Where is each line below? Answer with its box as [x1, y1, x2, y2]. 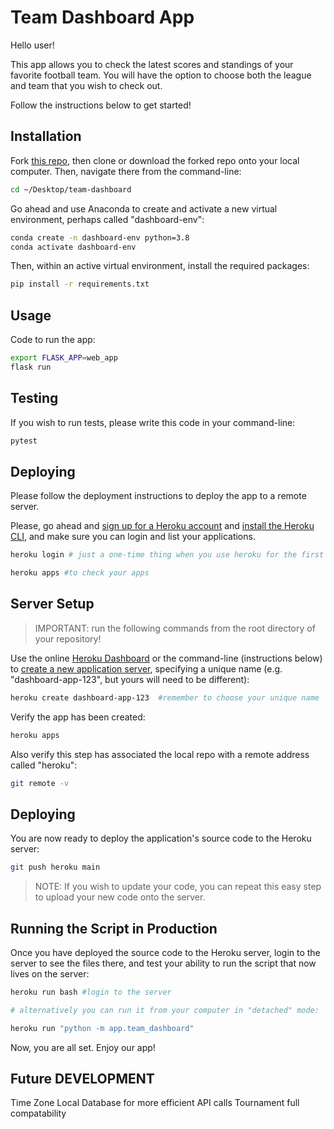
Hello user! [10, 39, 55, 51]
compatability [10, 1107, 67, 1120]
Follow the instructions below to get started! [10, 99, 192, 111]
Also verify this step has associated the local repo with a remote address [10, 748, 310, 760]
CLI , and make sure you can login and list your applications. [10, 531, 256, 543]
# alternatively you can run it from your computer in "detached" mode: [10, 1005, 320, 1015]
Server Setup [10, 596, 95, 613]
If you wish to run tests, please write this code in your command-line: [10, 416, 296, 428]
